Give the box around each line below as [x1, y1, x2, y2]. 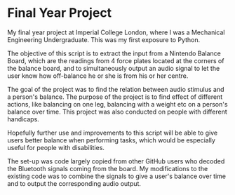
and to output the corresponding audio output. [7, 179, 142, 187]
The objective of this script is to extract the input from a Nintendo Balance [7, 49, 221, 58]
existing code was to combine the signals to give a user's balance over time [7, 172, 227, 180]
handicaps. [7, 114, 40, 123]
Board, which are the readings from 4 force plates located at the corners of [7, 56, 224, 65]
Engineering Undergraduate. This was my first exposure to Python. [7, 35, 201, 43]
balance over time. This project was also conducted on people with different [7, 107, 228, 116]
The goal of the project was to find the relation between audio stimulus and [7, 85, 224, 93]
